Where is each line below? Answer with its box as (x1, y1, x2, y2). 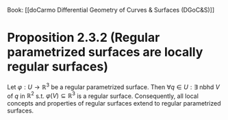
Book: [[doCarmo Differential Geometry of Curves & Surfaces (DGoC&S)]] (7, 6, 214, 14)
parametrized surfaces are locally (7, 45, 203, 60)
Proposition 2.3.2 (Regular (7, 30, 160, 45)
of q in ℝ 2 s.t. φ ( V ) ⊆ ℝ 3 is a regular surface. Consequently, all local (7, 91, 199, 100)
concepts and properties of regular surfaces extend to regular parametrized (7, 99, 221, 108)
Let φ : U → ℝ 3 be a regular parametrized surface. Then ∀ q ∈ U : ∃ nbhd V (7, 82, 220, 91)
